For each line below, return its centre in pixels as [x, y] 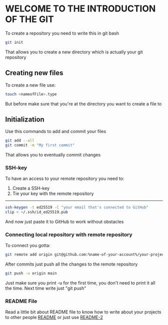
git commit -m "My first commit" [40, 145]
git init [14, 42]
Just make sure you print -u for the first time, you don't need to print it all [80, 283]
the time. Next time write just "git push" [46, 288]
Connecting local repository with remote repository [69, 234]
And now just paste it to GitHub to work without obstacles [64, 222]
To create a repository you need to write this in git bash [62, 33]
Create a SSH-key [31, 188]
